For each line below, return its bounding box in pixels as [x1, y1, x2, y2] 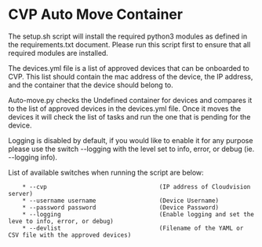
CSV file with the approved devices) [8, 230, 132, 239]
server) [8, 190, 34, 197]
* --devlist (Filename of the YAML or [22, 224, 244, 232]
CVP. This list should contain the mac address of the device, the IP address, [8, 72, 253, 81]
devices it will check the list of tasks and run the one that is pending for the [8, 112, 251, 121]
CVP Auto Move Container [8, 6, 183, 24]
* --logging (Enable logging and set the [22, 210, 255, 218]
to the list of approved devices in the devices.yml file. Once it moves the [8, 104, 242, 113]
